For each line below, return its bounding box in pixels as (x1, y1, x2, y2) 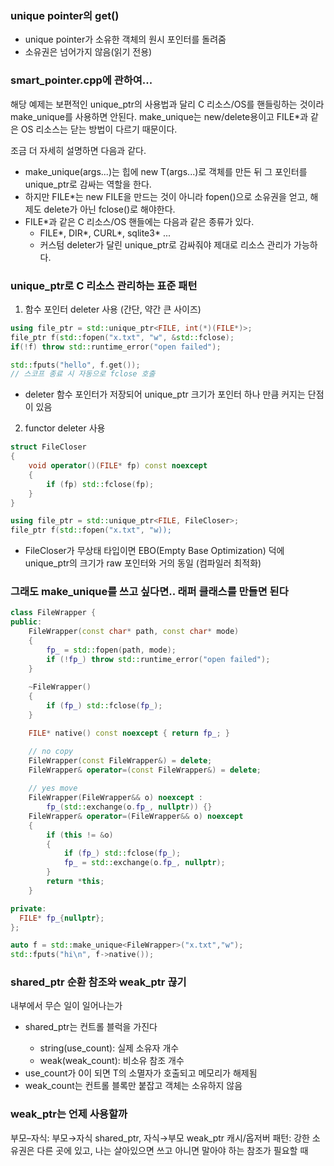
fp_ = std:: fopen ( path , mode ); (46, 645, 177, 655)
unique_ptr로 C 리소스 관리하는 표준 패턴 (10, 278, 198, 292)
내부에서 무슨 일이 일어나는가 (10, 1000, 123, 1012)
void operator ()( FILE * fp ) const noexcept (28, 461, 208, 471)
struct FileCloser (10, 442, 87, 452)
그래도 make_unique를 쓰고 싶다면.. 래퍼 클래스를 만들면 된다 (10, 585, 289, 599)
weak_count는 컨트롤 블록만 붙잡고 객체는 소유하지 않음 (24, 1080, 243, 1092)
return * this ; (46, 877, 105, 887)
